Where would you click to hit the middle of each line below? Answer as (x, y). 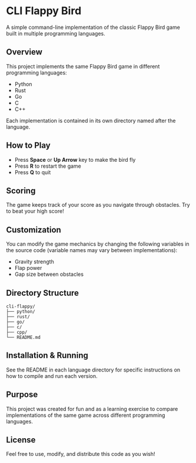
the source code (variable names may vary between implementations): (92, 250)
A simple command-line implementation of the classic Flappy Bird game (93, 27)
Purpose (22, 395)
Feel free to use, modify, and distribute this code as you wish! (81, 454)
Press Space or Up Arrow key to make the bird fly (75, 159)
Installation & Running (47, 356)
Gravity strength (34, 262)
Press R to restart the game (48, 166)
